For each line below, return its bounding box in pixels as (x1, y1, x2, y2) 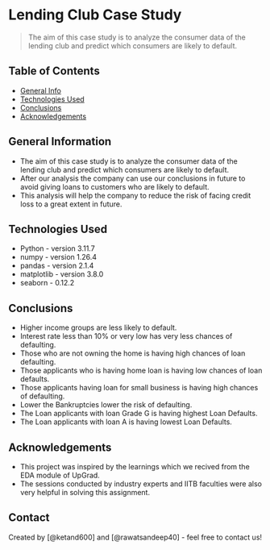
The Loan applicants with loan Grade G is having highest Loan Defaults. (19, 409, 258, 419)
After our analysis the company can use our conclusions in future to (19, 173, 246, 183)
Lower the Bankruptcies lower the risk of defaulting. (19, 400, 193, 410)
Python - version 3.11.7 (19, 244, 95, 253)
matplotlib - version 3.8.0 (19, 269, 104, 279)
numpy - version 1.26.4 (19, 252, 98, 262)
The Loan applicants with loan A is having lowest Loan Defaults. (19, 417, 232, 427)
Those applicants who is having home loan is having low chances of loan (19, 365, 263, 376)
